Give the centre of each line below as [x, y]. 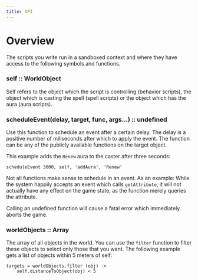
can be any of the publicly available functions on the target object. [86, 145]
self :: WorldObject [34, 79]
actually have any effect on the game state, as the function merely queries [96, 191]
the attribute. [22, 197]
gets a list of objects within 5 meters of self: [59, 255]
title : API [19, 12]
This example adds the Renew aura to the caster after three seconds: [88, 157]
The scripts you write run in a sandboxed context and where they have [92, 57]
